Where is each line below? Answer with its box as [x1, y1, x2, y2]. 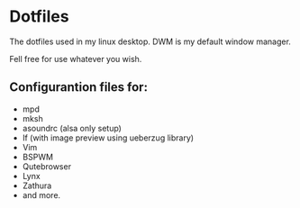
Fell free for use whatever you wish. [9, 53, 142, 64]
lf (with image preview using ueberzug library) [22, 132, 195, 143]
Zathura [22, 180, 52, 191]
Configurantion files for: [9, 79, 149, 95]
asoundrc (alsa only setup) [22, 122, 122, 133]
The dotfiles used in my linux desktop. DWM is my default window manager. [9, 36, 291, 47]
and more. [22, 189, 61, 200]
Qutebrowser [22, 160, 72, 172]
